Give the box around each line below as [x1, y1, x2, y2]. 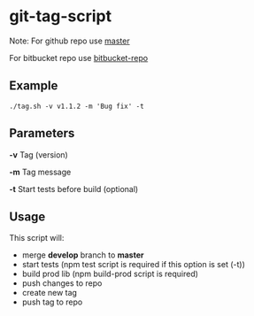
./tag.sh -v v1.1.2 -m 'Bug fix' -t [9, 102, 144, 111]
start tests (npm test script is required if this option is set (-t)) [21, 259, 246, 270]
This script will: [9, 233, 65, 243]
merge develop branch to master [21, 250, 144, 260]
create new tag [21, 288, 78, 298]
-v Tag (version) [9, 149, 68, 160]
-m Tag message [9, 166, 72, 177]
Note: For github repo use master [9, 35, 130, 46]
